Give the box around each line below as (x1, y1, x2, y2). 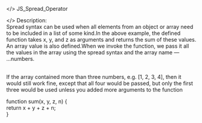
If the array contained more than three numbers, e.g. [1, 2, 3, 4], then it (6, 74, 182, 80)
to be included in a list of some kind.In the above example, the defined (6, 30, 181, 37)
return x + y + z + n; (6, 104, 56, 111)
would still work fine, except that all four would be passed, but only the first (6, 80, 194, 87)
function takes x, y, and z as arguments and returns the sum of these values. (6, 36, 197, 43)
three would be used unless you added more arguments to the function (6, 86, 183, 93)
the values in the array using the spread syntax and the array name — (6, 49, 180, 56)
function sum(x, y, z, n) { (6, 98, 68, 105)
